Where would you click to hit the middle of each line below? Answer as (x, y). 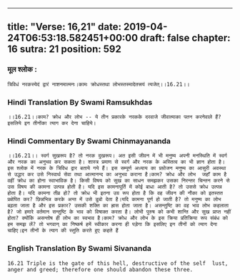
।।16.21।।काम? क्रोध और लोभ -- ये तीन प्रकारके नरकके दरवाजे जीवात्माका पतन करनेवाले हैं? (114, 117)
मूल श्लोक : (22, 70)
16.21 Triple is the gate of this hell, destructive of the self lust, (118, 263)
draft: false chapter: (185, 38)
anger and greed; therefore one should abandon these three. (100, 269)
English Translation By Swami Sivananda (80, 249)
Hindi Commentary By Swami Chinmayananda (89, 141)
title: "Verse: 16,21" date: (64, 27)
